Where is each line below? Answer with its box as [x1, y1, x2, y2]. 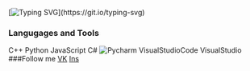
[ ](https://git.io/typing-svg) [8, 8, 145, 17]
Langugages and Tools [8, 27, 99, 38]
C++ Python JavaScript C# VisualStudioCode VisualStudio [8, 45, 242, 55]
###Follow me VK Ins [8, 54, 79, 64]
